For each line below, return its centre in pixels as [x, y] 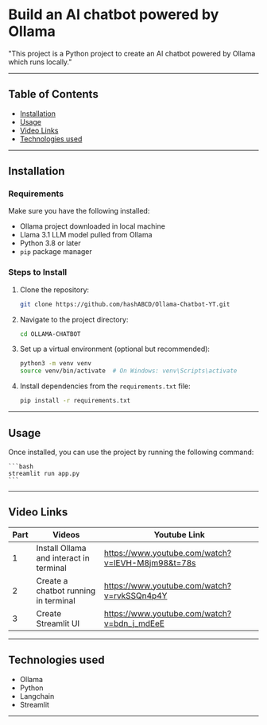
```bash [21, 466]
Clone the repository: [54, 289]
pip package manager [56, 252]
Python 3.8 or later [50, 243]
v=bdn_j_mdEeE [134, 623]
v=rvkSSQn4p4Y [135, 596]
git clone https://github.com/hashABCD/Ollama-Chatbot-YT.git [125, 304]
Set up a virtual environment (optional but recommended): [115, 349]
